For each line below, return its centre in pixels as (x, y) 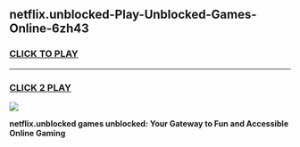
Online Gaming (37, 133)
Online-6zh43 (49, 29)
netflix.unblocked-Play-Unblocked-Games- (133, 15)
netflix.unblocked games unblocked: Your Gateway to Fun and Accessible (149, 123)
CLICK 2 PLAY (40, 87)
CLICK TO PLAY (44, 54)
